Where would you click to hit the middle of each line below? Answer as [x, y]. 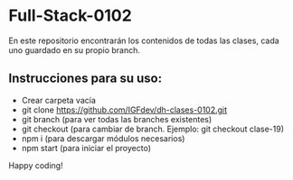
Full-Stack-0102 [70, 16]
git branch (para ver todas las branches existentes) [117, 119]
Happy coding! [36, 165]
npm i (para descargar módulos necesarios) [103, 138]
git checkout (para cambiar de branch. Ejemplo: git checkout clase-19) [153, 129]
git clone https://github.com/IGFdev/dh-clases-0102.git [124, 110]
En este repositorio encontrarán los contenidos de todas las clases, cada [144, 40]
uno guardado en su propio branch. [75, 49]
